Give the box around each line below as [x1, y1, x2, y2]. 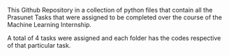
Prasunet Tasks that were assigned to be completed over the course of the [7, 13, 222, 21]
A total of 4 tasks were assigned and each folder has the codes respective [7, 34, 221, 42]
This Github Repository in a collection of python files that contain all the [7, 6, 213, 14]
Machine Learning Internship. [7, 21, 92, 28]
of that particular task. [7, 41, 71, 49]
